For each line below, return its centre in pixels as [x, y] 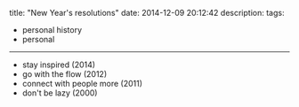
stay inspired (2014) [59, 65]
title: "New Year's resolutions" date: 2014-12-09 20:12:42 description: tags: [147, 13]
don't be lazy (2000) [60, 93]
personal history [52, 30]
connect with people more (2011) [82, 84]
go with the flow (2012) [65, 74]
